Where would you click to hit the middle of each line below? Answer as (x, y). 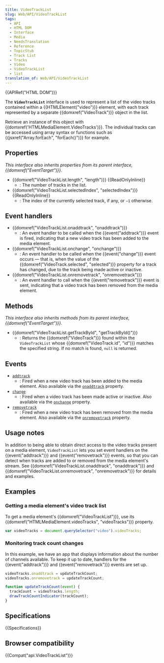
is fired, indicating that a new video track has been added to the (84, 238)
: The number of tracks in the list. (53, 185)
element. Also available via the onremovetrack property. (75, 417)
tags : (11, 19)
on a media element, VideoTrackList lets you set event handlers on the (77, 450)
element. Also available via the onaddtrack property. (72, 386)
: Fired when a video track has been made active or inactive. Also (86, 396)
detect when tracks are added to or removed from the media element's (77, 460)
